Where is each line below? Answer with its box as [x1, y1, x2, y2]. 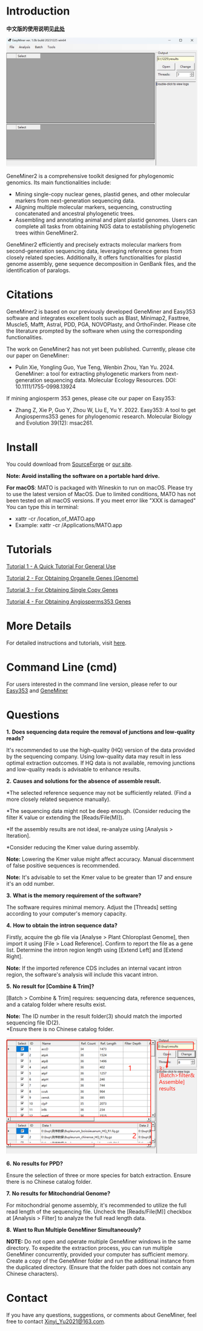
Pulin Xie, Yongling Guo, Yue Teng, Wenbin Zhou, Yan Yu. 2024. [15, 363, 175, 371]
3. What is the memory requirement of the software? [6, 892, 142, 899]
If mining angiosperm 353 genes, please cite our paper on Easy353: [6, 394, 176, 402]
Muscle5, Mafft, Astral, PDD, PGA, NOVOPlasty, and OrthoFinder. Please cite [6, 320, 196, 328]
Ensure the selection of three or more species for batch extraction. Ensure [6, 1171, 191, 1179]
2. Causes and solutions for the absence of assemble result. [6, 777, 162, 785]
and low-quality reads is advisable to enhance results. [6, 765, 141, 773]
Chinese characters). [6, 1270, 59, 1277]
